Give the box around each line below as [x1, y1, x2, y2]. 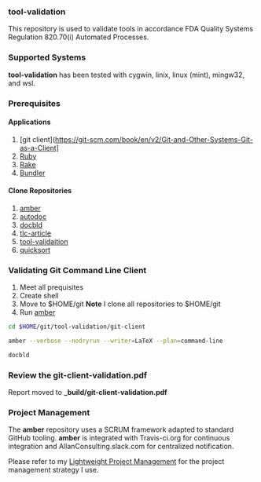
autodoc [19, 211, 47, 221]
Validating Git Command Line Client [8, 265, 147, 276]
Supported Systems [8, 52, 86, 63]
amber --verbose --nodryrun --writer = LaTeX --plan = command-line [8, 337, 223, 345]
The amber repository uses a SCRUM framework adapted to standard [8, 425, 234, 434]
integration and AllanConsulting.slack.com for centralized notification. [8, 442, 234, 451]
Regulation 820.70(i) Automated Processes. [8, 32, 149, 42]
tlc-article [19, 228, 52, 238]
